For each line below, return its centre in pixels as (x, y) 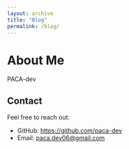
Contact (25, 101)
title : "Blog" (27, 20)
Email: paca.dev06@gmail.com (61, 138)
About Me (36, 60)
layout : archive (30, 13)
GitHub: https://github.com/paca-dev (69, 130)
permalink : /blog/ (33, 26)
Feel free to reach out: (38, 117)
